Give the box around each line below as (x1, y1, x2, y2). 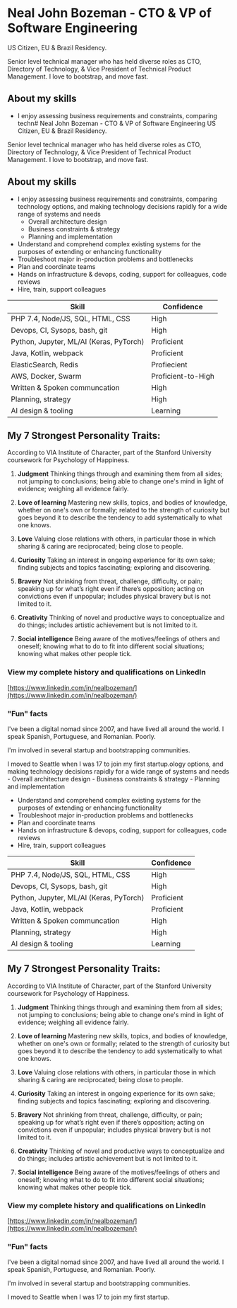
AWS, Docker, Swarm (11, 371, 83, 381)
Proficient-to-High (151, 371, 215, 381)
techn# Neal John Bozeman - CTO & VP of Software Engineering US (17, 119, 217, 127)
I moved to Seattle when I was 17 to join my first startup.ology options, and (7, 759, 224, 768)
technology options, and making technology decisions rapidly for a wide (17, 202, 228, 210)
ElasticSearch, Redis (11, 360, 79, 369)
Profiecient (151, 360, 188, 369)
